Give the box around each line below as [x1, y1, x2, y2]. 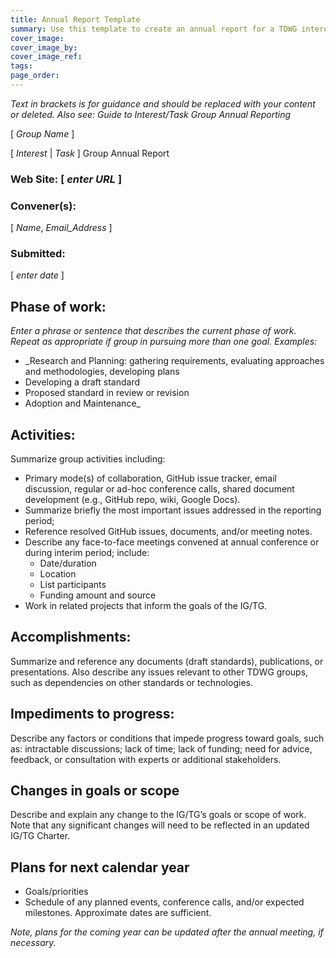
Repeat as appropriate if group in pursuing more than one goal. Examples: [10, 336, 318, 348]
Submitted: [10, 247, 66, 261]
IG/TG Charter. [10, 830, 71, 842]
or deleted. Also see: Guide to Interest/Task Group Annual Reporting [10, 108, 292, 120]
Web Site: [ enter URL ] [10, 172, 123, 186]
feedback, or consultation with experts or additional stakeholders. [10, 753, 282, 765]
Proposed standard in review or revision [24, 387, 190, 399]
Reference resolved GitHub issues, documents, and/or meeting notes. [24, 526, 313, 538]
